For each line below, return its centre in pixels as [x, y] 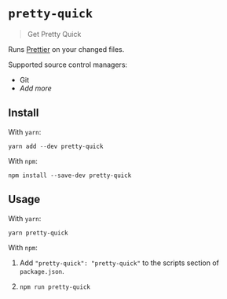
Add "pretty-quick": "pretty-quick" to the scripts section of [119, 263]
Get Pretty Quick [54, 34]
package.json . [42, 271]
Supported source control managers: [68, 65]
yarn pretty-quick [38, 233]
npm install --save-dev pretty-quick [70, 175]
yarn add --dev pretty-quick [56, 146]
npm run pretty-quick [55, 287]
